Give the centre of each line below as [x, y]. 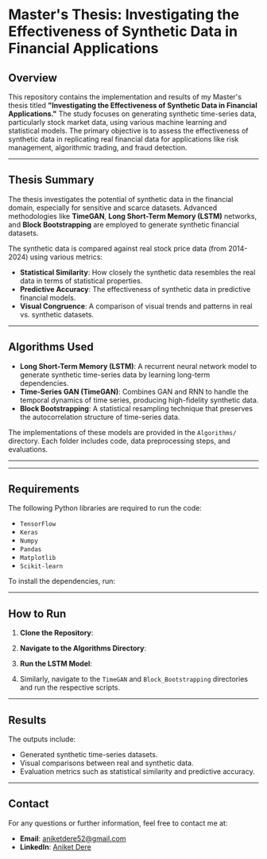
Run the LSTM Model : [56, 664]
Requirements [44, 490]
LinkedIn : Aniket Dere [55, 847]
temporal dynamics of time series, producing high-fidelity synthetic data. [139, 400]
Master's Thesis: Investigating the [124, 15]
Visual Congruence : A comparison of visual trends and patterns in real [136, 306]
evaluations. [28, 449]
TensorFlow [38, 524]
